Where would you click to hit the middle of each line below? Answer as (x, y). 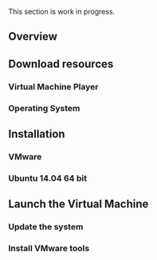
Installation (37, 134)
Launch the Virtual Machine (78, 204)
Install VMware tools (49, 249)
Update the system (46, 227)
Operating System (44, 108)
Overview (33, 36)
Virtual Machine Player (53, 86)
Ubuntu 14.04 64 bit (48, 178)
